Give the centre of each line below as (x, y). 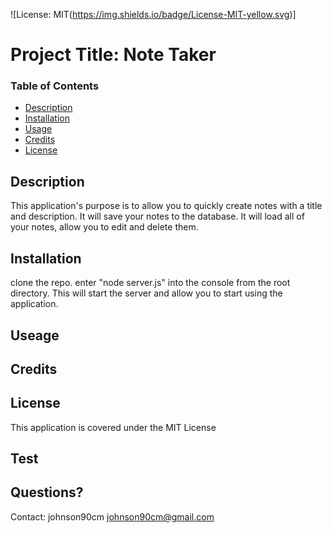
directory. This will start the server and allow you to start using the (146, 293)
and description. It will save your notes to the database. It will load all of (157, 216)
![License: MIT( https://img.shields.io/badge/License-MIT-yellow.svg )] (153, 14)
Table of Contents (55, 86)
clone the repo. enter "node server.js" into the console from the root (150, 283)
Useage (35, 335)
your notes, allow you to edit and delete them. (104, 227)
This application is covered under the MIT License (113, 427)
